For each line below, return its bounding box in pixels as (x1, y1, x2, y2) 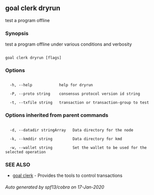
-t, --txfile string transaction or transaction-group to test (10, 100, 149, 105)
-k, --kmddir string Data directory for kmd (10, 136, 122, 141)
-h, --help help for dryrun (10, 83, 93, 88)
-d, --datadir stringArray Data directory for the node (10, 127, 134, 132)
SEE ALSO (5, 161, 31, 168)
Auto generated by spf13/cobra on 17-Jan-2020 (5, 184, 104, 190)
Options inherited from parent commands (5, 112, 109, 119)
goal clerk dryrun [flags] (5, 55, 62, 61)
